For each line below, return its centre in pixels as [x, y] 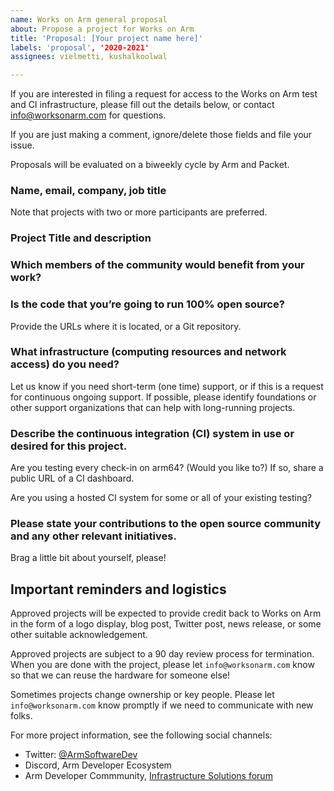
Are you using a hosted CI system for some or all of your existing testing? [161, 498]
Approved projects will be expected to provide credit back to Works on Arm [166, 613]
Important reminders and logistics [118, 589]
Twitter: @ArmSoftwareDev [81, 755]
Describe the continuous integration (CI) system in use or [152, 433]
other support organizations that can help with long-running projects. [153, 407]
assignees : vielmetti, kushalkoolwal [89, 57]
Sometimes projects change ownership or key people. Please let [142, 695]
